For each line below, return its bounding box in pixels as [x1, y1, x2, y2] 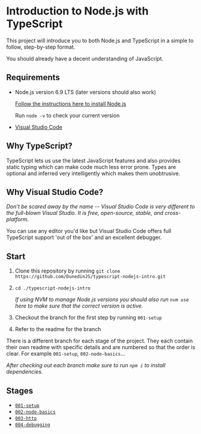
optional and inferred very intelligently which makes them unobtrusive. [6, 170, 181, 177]
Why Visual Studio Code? [6, 187, 104, 197]
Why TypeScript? [6, 141, 73, 151]
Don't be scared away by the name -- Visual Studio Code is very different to [6, 203, 195, 210]
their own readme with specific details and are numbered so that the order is [6, 344, 196, 351]
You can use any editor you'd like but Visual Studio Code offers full [6, 228, 172, 235]
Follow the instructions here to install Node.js [14, 100, 127, 107]
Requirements [6, 72, 60, 82]
